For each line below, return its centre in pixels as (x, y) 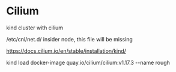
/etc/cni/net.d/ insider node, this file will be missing (70, 39)
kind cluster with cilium (35, 28)
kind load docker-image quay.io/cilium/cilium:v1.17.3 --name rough (88, 62)
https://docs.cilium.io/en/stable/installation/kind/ (66, 51)
